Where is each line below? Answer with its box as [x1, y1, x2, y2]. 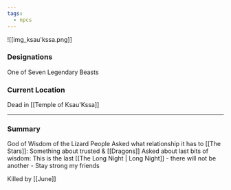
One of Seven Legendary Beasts [7, 68, 99, 76]
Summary [7, 124, 41, 134]
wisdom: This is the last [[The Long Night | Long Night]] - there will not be [7, 154, 217, 163]
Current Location [7, 85, 65, 95]
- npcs [13, 16, 32, 23]
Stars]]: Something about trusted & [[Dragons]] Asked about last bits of [7, 147, 208, 155]
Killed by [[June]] [7, 175, 56, 183]
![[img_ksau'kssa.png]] [7, 35, 72, 43]
